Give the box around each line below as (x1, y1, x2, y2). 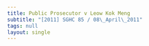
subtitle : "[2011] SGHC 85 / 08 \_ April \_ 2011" (7, 16, 143, 23)
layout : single (7, 28, 51, 36)
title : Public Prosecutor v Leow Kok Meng (7, 9, 130, 17)
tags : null (7, 22, 38, 29)
